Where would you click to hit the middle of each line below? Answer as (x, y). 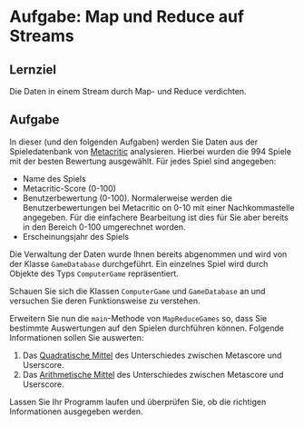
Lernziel (33, 69)
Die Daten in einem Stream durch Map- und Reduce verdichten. (128, 91)
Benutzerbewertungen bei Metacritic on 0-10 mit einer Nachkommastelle (158, 207)
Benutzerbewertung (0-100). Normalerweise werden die (127, 198)
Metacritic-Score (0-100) (69, 188)
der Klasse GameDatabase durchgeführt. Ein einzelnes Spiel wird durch (139, 263)
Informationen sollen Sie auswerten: (77, 337)
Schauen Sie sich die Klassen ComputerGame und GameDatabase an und (137, 291)
